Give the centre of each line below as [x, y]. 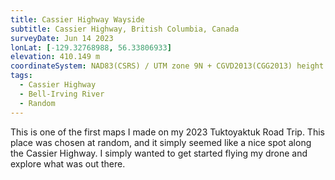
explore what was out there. [68, 163]
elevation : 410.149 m [55, 57]
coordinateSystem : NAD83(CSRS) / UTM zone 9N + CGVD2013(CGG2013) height [167, 66]
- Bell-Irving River [62, 94]
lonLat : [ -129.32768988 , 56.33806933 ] [91, 47]
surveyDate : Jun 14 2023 [62, 38]
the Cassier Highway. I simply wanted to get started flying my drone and [159, 153]
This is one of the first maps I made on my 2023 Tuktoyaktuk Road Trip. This [167, 132]
